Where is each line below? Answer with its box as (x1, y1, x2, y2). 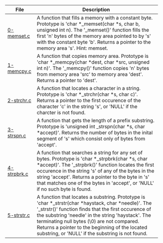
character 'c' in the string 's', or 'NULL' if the (36, 103, 138, 110)
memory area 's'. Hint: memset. (36, 45, 108, 52)
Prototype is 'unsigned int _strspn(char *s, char (36, 123, 145, 130)
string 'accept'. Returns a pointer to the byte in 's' (36, 174, 149, 180)
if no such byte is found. (36, 186, 92, 192)
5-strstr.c (7, 212, 30, 218)
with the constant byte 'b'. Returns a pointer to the (36, 39, 151, 45)
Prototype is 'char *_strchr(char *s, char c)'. (36, 91, 138, 98)
